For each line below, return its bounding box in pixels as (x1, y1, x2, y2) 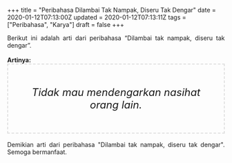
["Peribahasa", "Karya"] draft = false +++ (7, 21, 124, 28)
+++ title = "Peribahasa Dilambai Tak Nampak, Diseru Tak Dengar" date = (7, 6, 216, 14)
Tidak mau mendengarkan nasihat (31, 86, 201, 99)
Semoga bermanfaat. (7, 148, 68, 156)
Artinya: (7, 56, 31, 64)
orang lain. (89, 98, 143, 111)
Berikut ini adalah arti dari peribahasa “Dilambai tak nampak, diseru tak (7, 34, 225, 42)
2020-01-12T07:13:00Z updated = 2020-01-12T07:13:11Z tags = (7, 13, 186, 21)
